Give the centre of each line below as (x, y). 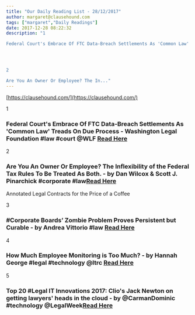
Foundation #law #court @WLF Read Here (67, 138)
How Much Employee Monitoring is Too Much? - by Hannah (92, 255)
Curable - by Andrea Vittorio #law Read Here (70, 228)
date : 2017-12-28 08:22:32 (39, 28)
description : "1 (26, 33)
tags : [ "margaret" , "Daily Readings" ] (52, 22)
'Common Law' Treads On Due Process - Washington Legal (91, 131)
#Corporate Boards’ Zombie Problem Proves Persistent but (91, 220)
